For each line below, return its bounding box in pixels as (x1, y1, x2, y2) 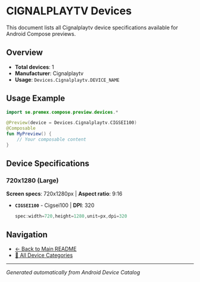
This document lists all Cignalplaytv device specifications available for (6, 24, 179, 31)
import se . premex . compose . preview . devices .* (6, 109, 118, 115)
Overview (6, 48, 43, 58)
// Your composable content (17, 137, 86, 142)
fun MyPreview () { (6, 131, 52, 137)
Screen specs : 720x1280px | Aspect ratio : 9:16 (6, 190, 123, 197)
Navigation (6, 230, 48, 240)
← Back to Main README (14, 246, 77, 253)
